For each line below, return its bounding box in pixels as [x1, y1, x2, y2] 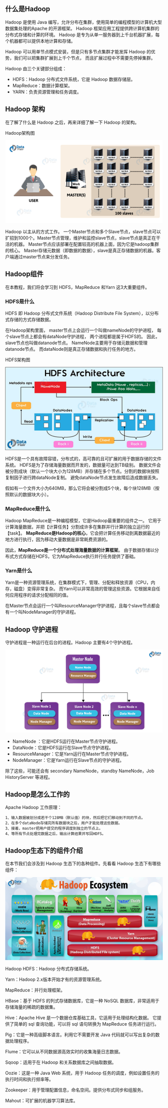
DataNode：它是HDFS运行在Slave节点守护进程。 [12, 744, 113, 750]
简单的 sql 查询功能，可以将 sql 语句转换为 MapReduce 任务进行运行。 [13, 1021, 159, 1027]
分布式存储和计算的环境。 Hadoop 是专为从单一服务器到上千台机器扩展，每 [5, 32, 160, 38]
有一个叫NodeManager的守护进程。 [5, 609, 79, 615]
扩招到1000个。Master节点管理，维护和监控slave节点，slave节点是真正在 [5, 235, 156, 241]
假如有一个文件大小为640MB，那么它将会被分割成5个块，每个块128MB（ [5, 485, 155, 491]
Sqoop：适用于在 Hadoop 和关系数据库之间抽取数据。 [5, 1059, 116, 1065]
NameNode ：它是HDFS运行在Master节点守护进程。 [12, 738, 120, 744]
